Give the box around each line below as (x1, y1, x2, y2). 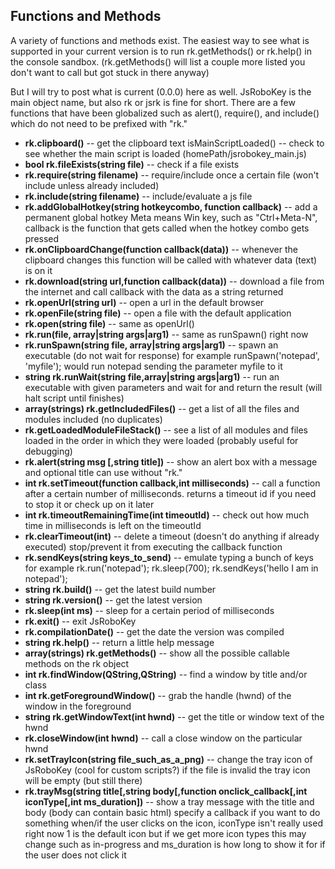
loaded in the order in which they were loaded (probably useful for (24, 434, 299, 446)
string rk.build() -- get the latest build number (24, 583, 217, 595)
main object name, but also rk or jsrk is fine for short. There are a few (10, 96, 296, 108)
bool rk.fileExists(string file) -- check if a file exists (24, 158, 240, 170)
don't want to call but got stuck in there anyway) (10, 66, 210, 78)
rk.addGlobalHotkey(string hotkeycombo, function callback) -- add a (24, 200, 318, 213)
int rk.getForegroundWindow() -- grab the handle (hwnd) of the (24, 689, 292, 701)
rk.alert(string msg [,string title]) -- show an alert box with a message (24, 455, 318, 468)
